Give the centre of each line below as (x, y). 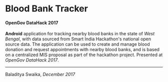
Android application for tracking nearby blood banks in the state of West (80, 34)
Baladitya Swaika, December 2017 (40, 75)
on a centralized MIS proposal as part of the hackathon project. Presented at (84, 55)
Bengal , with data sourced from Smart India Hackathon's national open (78, 39)
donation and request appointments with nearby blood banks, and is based (82, 50)
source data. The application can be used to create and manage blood (77, 44)
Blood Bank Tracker (47, 9)
